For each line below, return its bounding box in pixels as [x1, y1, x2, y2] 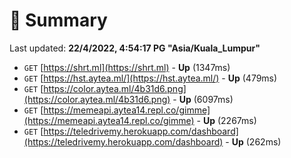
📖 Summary [9, 9, 108, 32]
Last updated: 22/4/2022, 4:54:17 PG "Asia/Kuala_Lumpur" [9, 42, 261, 54]
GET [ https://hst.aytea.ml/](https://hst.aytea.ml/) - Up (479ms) [23, 72, 278, 84]
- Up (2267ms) [196, 114, 257, 126]
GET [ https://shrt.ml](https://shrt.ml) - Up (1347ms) [23, 61, 231, 73]
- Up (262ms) [225, 135, 282, 148]
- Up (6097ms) [172, 93, 234, 105]
